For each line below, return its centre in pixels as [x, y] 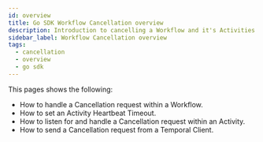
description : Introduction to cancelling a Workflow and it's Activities [132, 30]
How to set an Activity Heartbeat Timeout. [88, 113]
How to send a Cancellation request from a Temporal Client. [117, 129]
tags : [17, 45]
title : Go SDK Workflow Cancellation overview [86, 23]
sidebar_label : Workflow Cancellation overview [88, 37]
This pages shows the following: [61, 89]
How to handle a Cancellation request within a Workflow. [111, 104]
